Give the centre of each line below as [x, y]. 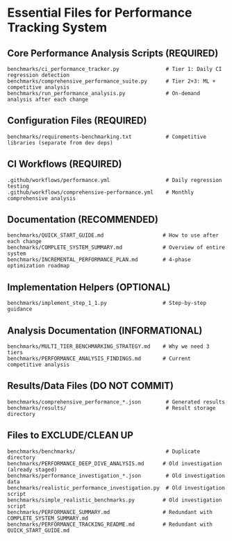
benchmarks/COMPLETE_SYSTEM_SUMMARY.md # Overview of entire [116, 248]
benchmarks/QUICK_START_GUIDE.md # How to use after [113, 235]
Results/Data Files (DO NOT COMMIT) [91, 386]
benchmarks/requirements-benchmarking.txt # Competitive [107, 137]
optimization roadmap [39, 266]
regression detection [39, 75]
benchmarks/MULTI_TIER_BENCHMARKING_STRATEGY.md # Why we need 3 [108, 347]
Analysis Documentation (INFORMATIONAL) [105, 330]
